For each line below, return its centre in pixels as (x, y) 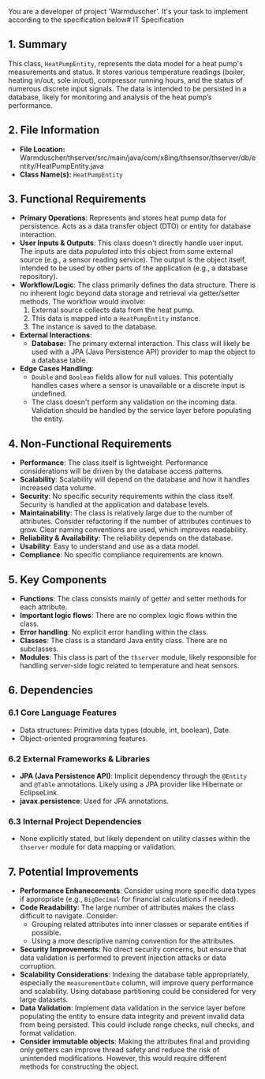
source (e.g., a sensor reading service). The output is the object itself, (133, 260)
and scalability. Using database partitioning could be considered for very (138, 992)
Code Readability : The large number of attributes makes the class (127, 908)
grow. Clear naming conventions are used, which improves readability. (134, 530)
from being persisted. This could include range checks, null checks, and (137, 1025)
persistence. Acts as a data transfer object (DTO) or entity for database (135, 226)
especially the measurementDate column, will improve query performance (136, 983)
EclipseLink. (39, 793)
